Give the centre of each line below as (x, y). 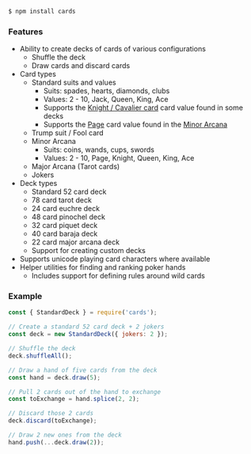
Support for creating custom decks (89, 251)
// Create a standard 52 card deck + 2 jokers (86, 327)
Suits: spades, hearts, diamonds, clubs (106, 91)
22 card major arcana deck (76, 242)
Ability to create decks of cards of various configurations (112, 49)
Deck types (38, 183)
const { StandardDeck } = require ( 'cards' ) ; (83, 312)
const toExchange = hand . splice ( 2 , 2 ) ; (74, 399)
